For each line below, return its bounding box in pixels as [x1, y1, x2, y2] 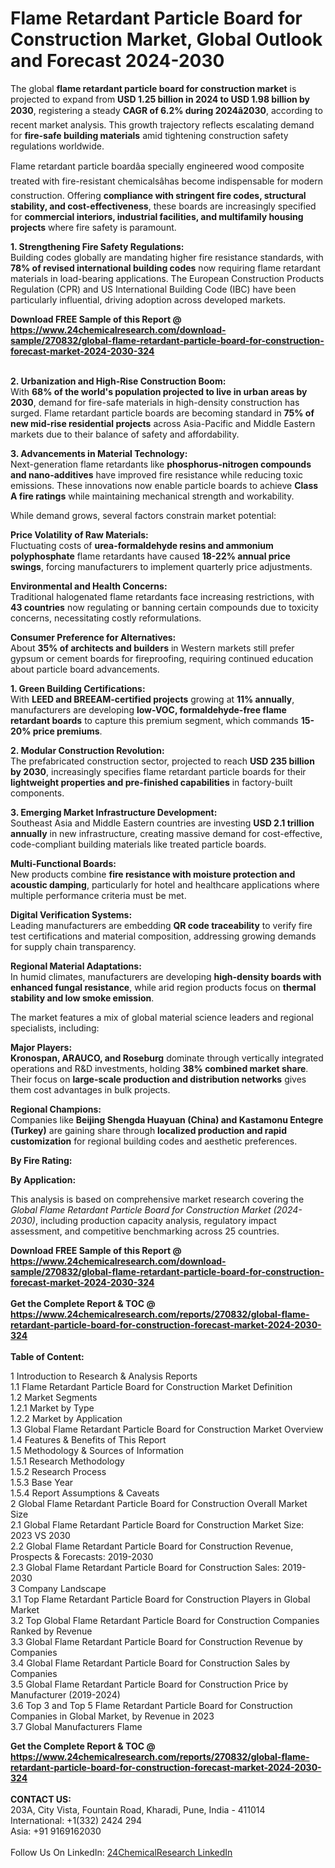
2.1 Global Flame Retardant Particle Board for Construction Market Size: [10, 1518, 305, 1531]
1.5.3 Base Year [10, 1476, 74, 1488]
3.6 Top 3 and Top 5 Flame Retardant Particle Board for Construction [10, 1699, 293, 1711]
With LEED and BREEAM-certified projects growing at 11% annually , [10, 693, 295, 705]
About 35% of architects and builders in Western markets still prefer [10, 642, 295, 654]
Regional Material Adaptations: [10, 960, 142, 972]
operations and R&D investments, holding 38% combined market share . [10, 1062, 309, 1074]
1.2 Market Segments [10, 1391, 98, 1403]
